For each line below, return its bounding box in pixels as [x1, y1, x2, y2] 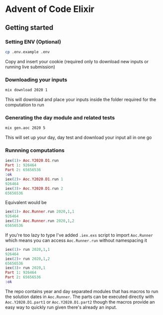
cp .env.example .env [5, 49, 50, 54]
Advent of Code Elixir [5, 3, 94, 15]
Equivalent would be [5, 200, 47, 206]
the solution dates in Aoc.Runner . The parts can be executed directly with [5, 294, 154, 300]
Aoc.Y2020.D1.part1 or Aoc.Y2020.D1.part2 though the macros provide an [5, 299, 155, 305]
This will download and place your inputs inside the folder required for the [5, 96, 157, 103]
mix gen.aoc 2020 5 [5, 125, 46, 130]
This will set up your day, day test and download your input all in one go [5, 134, 152, 140]
